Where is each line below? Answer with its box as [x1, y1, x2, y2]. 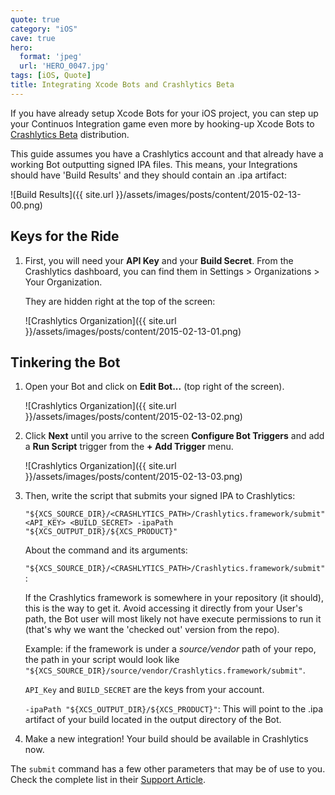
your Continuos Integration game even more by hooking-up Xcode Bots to [10, 117, 315, 130]
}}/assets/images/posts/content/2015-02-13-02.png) [24, 411, 243, 423]
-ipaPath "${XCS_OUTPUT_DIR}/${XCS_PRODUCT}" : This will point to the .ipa [24, 703, 324, 715]
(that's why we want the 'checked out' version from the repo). [24, 624, 280, 636]
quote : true [10, 14, 60, 25]
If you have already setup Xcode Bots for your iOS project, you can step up [10, 107, 319, 119]
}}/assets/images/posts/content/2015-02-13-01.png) [24, 325, 242, 337]
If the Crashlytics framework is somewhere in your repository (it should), [24, 592, 325, 604]
